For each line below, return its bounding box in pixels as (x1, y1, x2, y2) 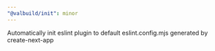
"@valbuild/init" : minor (7, 10, 78, 17)
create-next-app (7, 35, 54, 44)
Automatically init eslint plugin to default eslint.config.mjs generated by (7, 29, 208, 37)
